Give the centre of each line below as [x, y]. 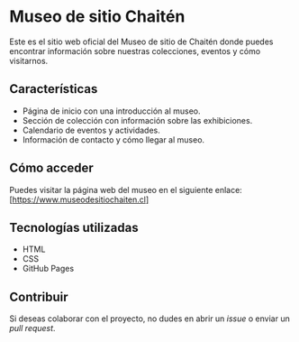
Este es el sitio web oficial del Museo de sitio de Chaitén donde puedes [141, 42]
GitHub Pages [48, 269]
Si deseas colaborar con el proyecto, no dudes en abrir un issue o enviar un [149, 319]
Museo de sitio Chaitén [97, 17]
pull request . [32, 328]
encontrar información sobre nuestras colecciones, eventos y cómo [135, 51]
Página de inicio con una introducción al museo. [111, 111]
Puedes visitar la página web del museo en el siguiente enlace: [126, 189]
